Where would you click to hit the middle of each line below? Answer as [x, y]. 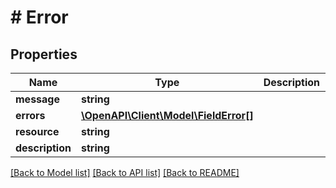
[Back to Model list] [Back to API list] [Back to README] [125, 172]
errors [30, 115]
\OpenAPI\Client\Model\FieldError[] [167, 115]
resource [37, 131]
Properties [44, 54]
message [37, 99]
